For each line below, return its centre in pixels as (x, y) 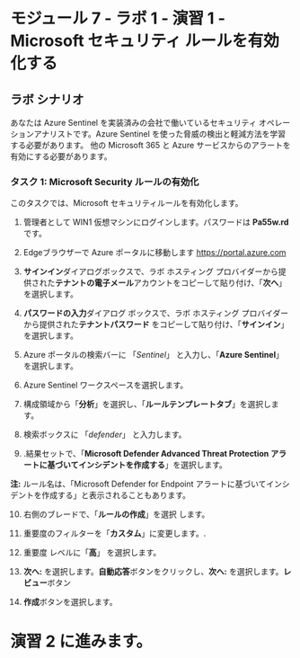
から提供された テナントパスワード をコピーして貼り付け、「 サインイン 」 (156, 325)
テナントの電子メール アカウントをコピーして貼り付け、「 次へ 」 (170, 283)
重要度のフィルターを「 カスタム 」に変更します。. (115, 534)
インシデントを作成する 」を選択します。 (153, 465)
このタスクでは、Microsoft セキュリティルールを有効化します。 (127, 203)
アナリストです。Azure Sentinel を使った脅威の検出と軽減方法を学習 (160, 134)
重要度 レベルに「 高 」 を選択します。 (92, 553)
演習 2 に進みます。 (81, 641)
